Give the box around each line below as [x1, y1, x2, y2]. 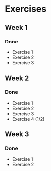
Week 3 [5, 130, 29, 138]
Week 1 [5, 23, 28, 32]
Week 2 [5, 74, 29, 83]
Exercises [5, 3, 47, 15]
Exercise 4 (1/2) [12, 116, 45, 122]
